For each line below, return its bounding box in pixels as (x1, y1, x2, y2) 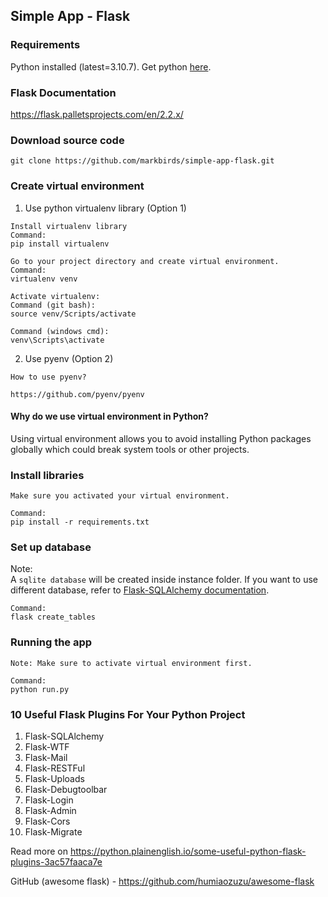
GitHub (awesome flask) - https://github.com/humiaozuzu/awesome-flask (10, 875, 315, 887)
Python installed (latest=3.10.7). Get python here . (10, 60, 212, 73)
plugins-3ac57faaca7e (10, 855, 103, 868)
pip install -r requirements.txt (10, 517, 150, 528)
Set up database (10, 540, 92, 554)
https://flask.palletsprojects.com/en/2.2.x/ (10, 108, 184, 120)
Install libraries (10, 468, 85, 482)
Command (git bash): (10, 300, 97, 310)
